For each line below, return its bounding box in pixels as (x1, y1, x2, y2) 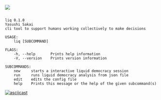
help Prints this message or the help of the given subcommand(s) (14, 81, 157, 86)
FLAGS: (5, 47, 18, 52)
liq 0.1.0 (5, 18, 25, 23)
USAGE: (5, 35, 18, 40)
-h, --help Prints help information (14, 52, 101, 57)
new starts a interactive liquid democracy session (14, 69, 129, 73)
